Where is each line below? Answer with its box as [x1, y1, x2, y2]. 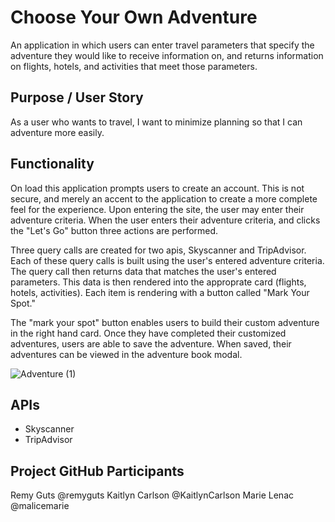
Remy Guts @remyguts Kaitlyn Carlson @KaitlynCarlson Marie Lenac [10, 489, 295, 501]
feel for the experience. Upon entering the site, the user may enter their [10, 203, 305, 215]
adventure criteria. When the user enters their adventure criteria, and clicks [10, 214, 321, 226]
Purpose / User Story [10, 89, 144, 106]
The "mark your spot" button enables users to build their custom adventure [10, 316, 320, 328]
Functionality [10, 156, 95, 173]
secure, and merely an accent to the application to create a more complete [10, 192, 318, 205]
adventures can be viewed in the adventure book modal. [10, 348, 243, 360]
